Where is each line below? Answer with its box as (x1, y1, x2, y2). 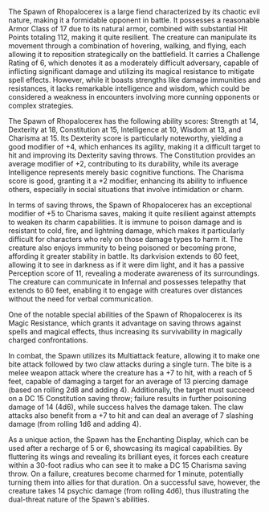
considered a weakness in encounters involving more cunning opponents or (8, 92, 259, 101)
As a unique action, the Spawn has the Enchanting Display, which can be (8, 435, 249, 444)
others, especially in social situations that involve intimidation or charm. (8, 185, 245, 194)
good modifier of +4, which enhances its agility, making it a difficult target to (8, 142, 261, 151)
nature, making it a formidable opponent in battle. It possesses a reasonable (8, 15, 260, 25)
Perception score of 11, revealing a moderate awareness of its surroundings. (8, 268, 259, 278)
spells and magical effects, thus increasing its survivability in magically (8, 327, 243, 336)
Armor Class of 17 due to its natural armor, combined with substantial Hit (8, 24, 248, 33)
